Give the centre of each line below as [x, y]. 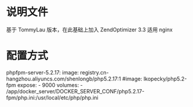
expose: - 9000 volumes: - [50, 85]
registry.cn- [94, 72]
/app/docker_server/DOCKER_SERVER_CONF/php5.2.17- [75, 91]
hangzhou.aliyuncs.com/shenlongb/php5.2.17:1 [63, 79]
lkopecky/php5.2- [165, 79]
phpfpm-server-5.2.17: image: [43, 72]
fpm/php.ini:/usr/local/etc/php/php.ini [52, 98]
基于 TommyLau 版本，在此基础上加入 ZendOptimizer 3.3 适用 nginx [89, 30]
